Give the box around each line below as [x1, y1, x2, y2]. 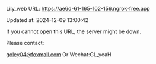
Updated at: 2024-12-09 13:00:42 [6, 17, 89, 23]
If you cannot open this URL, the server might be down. [6, 28, 141, 35]
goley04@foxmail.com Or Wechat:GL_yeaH [6, 51, 112, 58]
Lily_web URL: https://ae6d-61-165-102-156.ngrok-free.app [6, 5, 150, 12]
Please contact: [6, 40, 44, 46]
